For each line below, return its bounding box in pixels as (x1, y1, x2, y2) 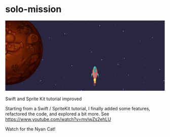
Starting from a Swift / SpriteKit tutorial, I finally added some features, (5, 105, 150, 111)
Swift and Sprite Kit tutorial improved (5, 96, 82, 102)
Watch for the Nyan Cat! (5, 126, 56, 132)
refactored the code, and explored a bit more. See (5, 111, 110, 117)
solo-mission (5, 4, 62, 15)
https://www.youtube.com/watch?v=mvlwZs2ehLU (5, 116, 111, 122)
